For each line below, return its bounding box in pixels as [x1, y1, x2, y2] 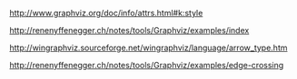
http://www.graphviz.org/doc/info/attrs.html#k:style [9, 8, 203, 18]
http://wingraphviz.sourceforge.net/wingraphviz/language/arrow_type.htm [9, 42, 288, 53]
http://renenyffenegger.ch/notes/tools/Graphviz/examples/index [9, 25, 250, 35]
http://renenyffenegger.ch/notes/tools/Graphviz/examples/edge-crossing [9, 60, 284, 70]
